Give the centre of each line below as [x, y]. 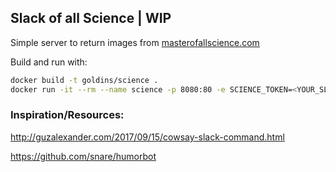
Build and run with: [49, 62]
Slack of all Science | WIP [91, 18]
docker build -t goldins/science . [84, 80]
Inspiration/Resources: [67, 115]
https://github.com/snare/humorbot [83, 156]
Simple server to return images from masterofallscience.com [135, 42]
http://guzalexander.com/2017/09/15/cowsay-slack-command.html [147, 137]
